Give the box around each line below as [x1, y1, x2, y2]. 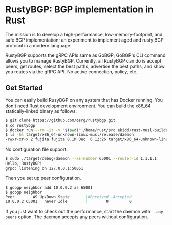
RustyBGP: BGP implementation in [5, 4, 154, 15]
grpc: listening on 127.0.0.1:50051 [5, 166, 83, 171]
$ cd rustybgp [5, 122, 36, 128]
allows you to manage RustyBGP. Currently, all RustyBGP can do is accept [5, 57, 162, 64]
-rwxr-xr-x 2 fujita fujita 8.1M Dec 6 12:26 [5, 137, 106, 142]
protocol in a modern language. [5, 42, 72, 48]
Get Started [5, 84, 43, 92]
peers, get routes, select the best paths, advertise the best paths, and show [5, 63, 165, 69]
